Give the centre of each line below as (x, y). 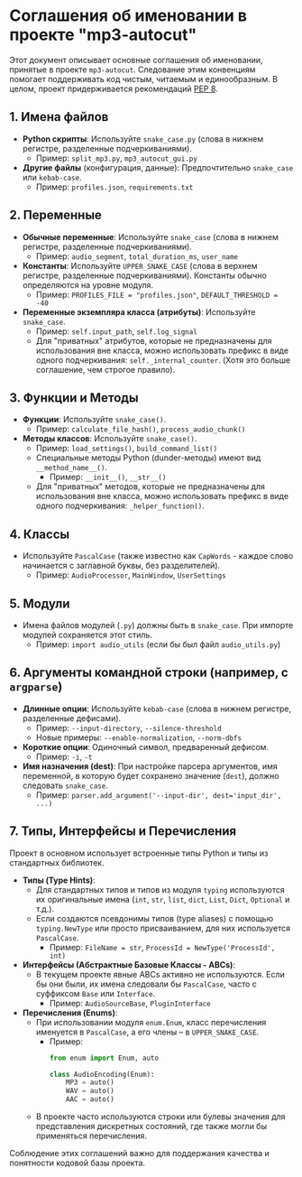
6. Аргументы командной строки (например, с (149, 673)
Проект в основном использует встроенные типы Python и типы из (139, 853)
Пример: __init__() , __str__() (108, 477)
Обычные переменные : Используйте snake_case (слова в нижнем (151, 236)
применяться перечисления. (91, 1135)
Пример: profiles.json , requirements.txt (114, 187)
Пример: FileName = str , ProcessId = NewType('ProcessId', (162, 947)
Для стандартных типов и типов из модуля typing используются (160, 889)
